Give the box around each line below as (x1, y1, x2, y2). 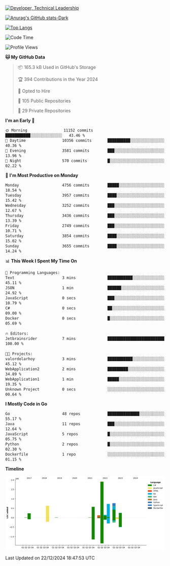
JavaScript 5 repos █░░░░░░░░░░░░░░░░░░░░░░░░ (5, 432, 165, 437)
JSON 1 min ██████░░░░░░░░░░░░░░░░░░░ (5, 286, 165, 291)
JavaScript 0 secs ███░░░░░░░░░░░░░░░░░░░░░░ (5, 296, 165, 301)
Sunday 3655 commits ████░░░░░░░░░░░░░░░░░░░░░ (5, 243, 165, 249)
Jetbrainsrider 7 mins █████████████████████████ (5, 336, 165, 341)
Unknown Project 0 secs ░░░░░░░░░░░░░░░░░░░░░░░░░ (5, 387, 165, 392)
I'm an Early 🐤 (5, 118, 35, 123)
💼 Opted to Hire (17, 88, 51, 94)
